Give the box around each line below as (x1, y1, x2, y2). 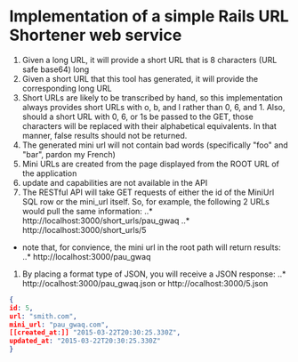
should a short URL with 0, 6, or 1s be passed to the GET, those (21, 111, 254, 122)
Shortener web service (9, 25, 182, 45)
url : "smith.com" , (9, 311, 77, 321)
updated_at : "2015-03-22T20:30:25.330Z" (9, 336, 162, 346)
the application (21, 167, 77, 179)
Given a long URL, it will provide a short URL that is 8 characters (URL (21, 54, 278, 65)
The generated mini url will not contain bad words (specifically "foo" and (21, 140, 289, 150)
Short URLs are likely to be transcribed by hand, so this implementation (21, 92, 283, 103)
